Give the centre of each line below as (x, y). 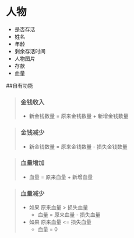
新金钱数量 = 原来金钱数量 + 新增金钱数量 (79, 116)
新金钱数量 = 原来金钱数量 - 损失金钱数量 (78, 146)
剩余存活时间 (30, 51)
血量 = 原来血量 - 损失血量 (69, 215)
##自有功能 (20, 85)
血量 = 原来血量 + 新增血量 (61, 177)
